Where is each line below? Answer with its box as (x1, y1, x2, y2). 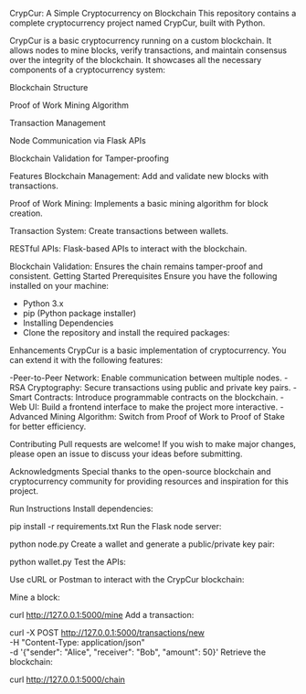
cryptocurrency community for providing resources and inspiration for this (9, 475, 290, 486)
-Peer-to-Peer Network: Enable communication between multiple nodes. (9, 372, 282, 383)
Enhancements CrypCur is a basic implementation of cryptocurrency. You (9, 345, 287, 356)
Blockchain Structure (9, 82, 89, 92)
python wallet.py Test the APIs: (9, 557, 126, 567)
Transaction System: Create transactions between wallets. (9, 226, 229, 236)
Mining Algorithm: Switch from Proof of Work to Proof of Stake (49, 411, 285, 422)
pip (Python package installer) (22, 308, 137, 318)
